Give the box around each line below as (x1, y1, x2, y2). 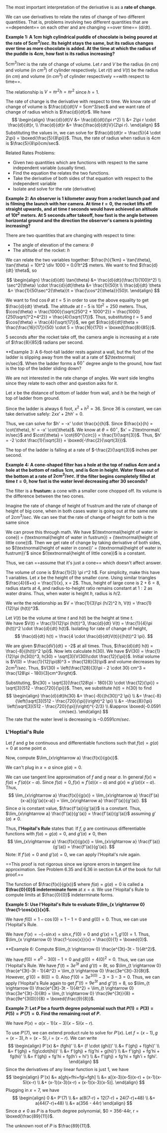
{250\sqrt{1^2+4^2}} (5, 314, 48, 319)
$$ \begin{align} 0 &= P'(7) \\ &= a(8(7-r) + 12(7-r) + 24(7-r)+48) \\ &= (12, 1095, 156, 1101)
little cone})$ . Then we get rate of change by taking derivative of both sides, (5, 539, 162, 545)
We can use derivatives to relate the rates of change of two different (5, 14, 145, 19)
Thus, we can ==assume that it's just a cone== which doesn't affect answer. (5, 560, 162, 566)
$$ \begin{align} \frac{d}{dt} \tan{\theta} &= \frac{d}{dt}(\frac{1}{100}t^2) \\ (6, 277, 162, 283)
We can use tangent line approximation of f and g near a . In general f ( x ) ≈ (5, 774, 157, 780)
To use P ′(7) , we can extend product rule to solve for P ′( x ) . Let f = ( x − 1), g (5, 1030, 158, 1036)
